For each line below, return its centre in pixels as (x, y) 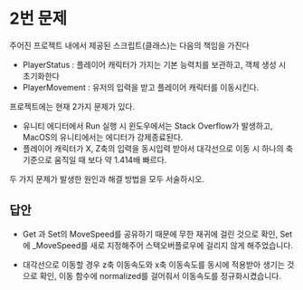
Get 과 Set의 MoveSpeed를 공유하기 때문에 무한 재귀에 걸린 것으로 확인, (150, 234)
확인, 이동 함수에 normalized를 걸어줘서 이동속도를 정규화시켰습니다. (161, 275)
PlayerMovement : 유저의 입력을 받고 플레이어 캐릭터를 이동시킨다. (141, 87)
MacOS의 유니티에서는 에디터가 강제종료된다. (103, 137)
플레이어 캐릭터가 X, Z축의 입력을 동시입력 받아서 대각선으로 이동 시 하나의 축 (158, 148)
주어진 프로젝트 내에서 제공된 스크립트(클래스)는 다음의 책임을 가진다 (130, 45)
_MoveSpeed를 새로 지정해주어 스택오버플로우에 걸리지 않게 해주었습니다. (163, 245)
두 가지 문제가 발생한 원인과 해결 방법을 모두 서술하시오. (107, 179)
